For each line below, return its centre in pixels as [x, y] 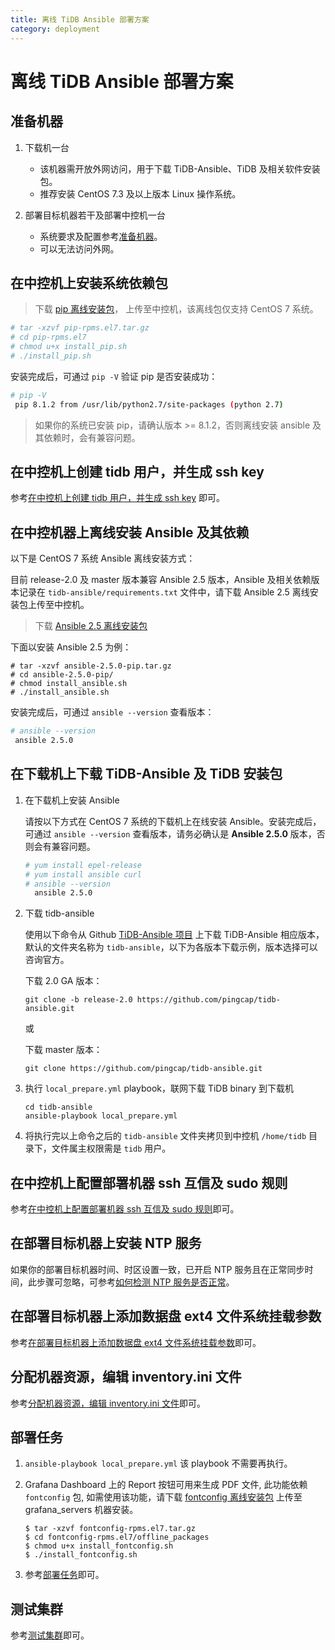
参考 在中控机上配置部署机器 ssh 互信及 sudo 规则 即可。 [125, 1209]
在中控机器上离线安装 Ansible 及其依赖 [130, 532]
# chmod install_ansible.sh [69, 684]
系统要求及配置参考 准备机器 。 [101, 236]
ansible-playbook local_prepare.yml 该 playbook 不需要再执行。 [158, 1463]
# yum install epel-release [83, 865]
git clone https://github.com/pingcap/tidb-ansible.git [143, 1069]
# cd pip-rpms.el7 [48, 337]
